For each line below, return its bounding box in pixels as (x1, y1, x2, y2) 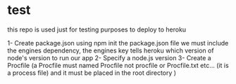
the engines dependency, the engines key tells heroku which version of (7, 46, 214, 55)
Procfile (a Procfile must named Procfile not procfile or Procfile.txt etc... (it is (7, 61, 229, 69)
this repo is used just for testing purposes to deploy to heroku (7, 25, 187, 34)
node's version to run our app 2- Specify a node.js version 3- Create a (7, 53, 211, 62)
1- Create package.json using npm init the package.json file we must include (7, 38, 229, 47)
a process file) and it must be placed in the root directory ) (7, 69, 177, 77)
